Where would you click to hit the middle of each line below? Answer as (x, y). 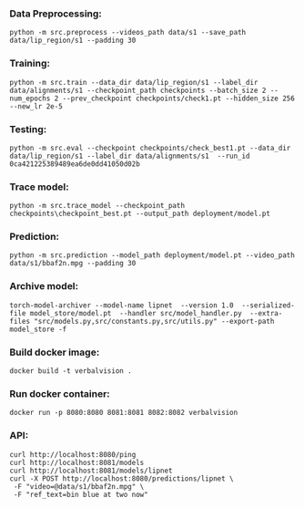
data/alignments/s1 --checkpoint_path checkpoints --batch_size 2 (138, 90)
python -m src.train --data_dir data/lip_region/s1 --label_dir (134, 82)
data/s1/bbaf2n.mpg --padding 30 (73, 264)
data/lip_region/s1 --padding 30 (73, 41)
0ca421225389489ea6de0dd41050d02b (75, 164)
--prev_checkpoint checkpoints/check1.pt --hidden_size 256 (179, 98)
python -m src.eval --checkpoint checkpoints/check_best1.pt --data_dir (150, 148)
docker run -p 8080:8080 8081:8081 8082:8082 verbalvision (124, 413)
